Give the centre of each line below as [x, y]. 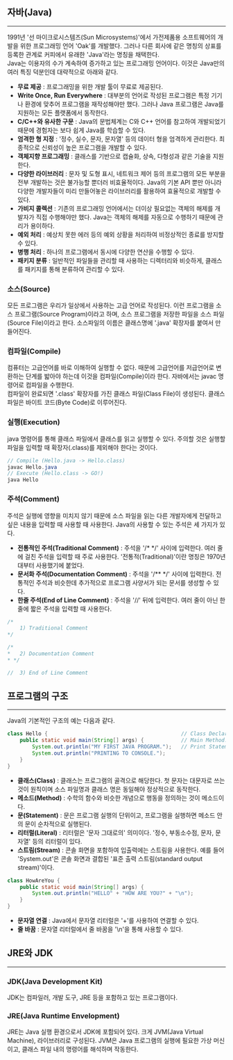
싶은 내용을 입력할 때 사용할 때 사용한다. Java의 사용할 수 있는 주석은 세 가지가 [113, 524]
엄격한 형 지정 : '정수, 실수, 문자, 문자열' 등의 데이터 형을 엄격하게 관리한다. [117, 138]
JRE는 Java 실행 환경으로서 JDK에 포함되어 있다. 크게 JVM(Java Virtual [105, 1032]
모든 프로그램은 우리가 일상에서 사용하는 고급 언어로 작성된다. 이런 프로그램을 [111, 305]
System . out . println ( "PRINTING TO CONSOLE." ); [99, 753]
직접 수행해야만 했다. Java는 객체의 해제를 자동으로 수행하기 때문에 [126, 217]
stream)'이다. [36, 867]
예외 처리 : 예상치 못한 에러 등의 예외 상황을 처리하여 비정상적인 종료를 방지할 [120, 234]
